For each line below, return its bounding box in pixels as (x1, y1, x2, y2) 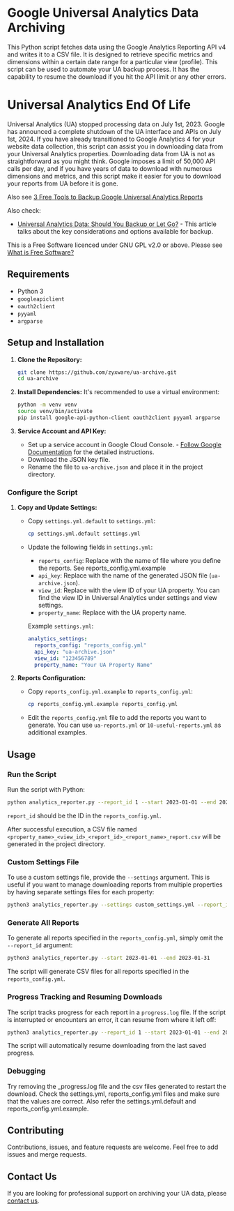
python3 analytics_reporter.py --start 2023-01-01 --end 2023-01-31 (7, 954, 210, 962)
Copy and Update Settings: (17, 504, 97, 512)
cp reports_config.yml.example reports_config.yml (27, 701, 178, 708)
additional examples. (27, 728, 87, 737)
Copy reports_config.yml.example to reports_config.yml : (27, 687, 194, 695)
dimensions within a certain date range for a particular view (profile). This (7, 57, 218, 66)
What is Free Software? (7, 248, 75, 256)
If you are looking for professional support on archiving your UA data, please (7, 1189, 227, 1198)
